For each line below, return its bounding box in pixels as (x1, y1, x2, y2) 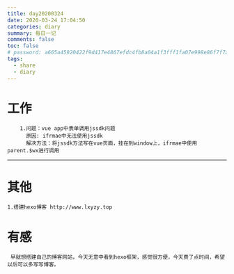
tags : (7, 56, 23, 63)
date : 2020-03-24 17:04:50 (7, 17, 86, 24)
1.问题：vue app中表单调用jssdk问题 (19, 125, 116, 132)
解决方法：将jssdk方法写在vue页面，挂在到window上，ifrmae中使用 (25, 140, 197, 147)
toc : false (7, 42, 39, 49)
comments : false (7, 36, 54, 43)
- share (13, 62, 36, 69)
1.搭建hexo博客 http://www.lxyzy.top (7, 204, 113, 211)
